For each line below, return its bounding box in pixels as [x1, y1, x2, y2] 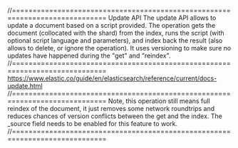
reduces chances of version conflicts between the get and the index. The [7, 112, 223, 120]
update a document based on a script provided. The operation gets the [7, 21, 216, 29]
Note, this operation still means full [108, 97, 210, 105]
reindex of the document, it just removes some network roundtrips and [7, 105, 215, 112]
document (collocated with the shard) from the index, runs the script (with [7, 28, 224, 37]
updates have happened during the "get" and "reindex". [7, 51, 171, 60]
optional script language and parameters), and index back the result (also [7, 36, 223, 45]
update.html [7, 82, 43, 90]
